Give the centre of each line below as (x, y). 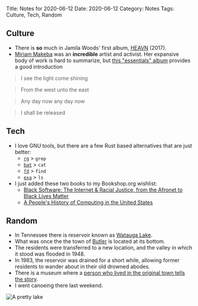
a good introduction (39, 66)
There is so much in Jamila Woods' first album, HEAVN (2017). (90, 47)
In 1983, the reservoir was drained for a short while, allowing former (97, 260)
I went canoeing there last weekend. (59, 286)
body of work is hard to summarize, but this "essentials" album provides (103, 60)
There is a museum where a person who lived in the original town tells (100, 273)
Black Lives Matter (46, 196)
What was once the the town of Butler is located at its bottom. (90, 241)
